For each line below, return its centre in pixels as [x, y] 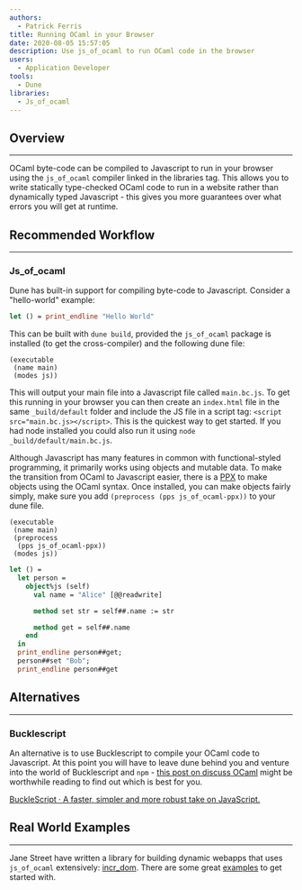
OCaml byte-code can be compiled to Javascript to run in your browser [142, 169]
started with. [33, 876]
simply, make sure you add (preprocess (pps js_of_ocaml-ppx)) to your [142, 496]
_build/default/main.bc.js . [61, 440]
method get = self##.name [81, 628]
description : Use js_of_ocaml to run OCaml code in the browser [132, 51]
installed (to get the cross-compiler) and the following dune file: [127, 344]
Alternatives [45, 697]
